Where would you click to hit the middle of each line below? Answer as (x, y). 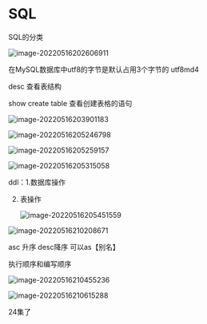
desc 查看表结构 (35, 86)
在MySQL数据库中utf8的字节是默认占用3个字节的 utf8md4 (104, 69)
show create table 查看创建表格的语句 (70, 103)
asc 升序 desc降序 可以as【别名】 (64, 247)
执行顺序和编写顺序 (40, 263)
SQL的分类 (26, 37)
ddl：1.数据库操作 (37, 182)
